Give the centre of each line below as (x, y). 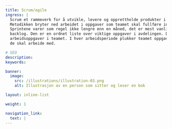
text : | (18, 118)
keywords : (16, 62)
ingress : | (17, 15)
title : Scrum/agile (26, 10)
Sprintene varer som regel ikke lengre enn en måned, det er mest (82, 29)
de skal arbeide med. (33, 44)
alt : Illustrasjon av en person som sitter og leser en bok (80, 86)
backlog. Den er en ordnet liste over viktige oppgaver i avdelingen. (87, 34)
